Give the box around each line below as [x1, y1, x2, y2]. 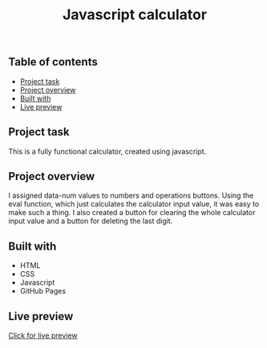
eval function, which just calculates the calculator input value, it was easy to [8, 199, 260, 209]
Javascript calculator [63, 6, 207, 24]
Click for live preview [8, 330, 78, 340]
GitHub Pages [19, 286, 67, 296]
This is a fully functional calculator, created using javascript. [8, 146, 207, 156]
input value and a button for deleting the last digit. [8, 216, 173, 226]
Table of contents [8, 55, 98, 69]
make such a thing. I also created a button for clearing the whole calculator [8, 208, 256, 218]
